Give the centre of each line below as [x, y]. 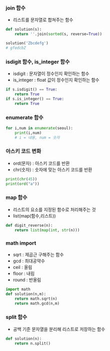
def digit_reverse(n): [29, 225]
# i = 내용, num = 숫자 [37, 137]
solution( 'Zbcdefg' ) [27, 43]
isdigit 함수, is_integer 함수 [38, 61]
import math [18, 289]
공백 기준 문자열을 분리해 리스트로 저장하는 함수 [59, 329]
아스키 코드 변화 [23, 151]
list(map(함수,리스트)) [34, 216]
